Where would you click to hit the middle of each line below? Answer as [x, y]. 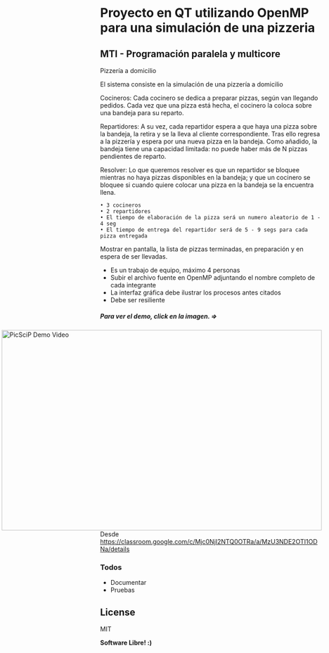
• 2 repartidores [125, 212]
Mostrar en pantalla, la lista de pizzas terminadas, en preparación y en [202, 249]
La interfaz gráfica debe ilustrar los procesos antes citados [195, 292]
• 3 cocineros [121, 205]
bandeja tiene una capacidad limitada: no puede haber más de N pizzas [204, 149]
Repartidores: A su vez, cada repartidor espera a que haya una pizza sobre [209, 127]
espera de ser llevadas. [134, 257]
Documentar [128, 583]
